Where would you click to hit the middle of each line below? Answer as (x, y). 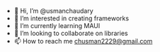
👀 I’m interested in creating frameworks (72, 18)
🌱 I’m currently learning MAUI (57, 26)
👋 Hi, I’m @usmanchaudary (53, 11)
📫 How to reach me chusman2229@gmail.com (83, 41)
